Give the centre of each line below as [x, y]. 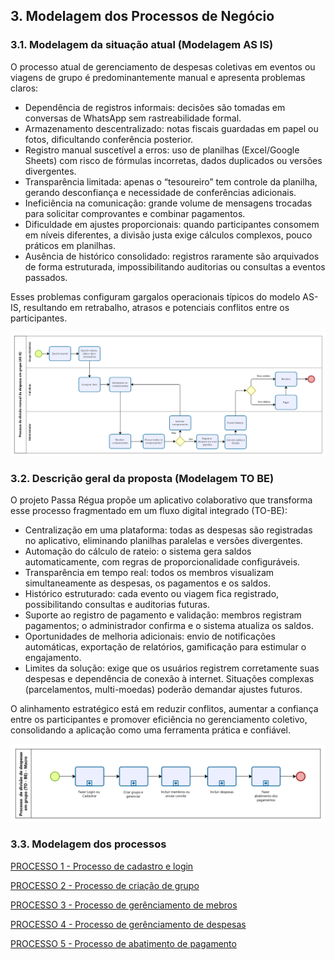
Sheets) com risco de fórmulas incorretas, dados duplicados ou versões [173, 160]
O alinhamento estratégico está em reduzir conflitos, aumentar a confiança [164, 709]
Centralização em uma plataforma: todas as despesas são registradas [168, 530]
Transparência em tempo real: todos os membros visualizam [149, 573]
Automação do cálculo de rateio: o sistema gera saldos [138, 551]
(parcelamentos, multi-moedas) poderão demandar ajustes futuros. [163, 690]
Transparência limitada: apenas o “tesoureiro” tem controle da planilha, [171, 181]
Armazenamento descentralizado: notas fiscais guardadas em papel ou [171, 128]
